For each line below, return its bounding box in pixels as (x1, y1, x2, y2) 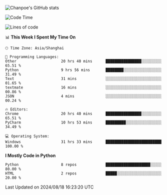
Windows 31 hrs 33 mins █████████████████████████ (5, 139, 162, 144)
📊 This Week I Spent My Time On (5, 34, 76, 40)
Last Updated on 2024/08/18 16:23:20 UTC (5, 184, 94, 190)
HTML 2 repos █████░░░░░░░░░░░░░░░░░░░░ (5, 171, 162, 176)
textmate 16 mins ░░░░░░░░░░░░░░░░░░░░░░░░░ (5, 85, 162, 90)
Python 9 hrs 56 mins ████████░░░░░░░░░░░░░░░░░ (5, 67, 162, 72)
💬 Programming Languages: (5, 54, 59, 59)
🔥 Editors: (5, 107, 28, 112)
